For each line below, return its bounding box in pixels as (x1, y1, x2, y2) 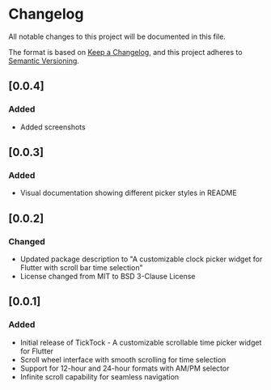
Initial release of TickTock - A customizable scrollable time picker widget (19, 337, 262, 347)
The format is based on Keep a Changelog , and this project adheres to (8, 47, 243, 57)
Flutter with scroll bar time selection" (19, 263, 143, 272)
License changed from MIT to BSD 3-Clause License (19, 272, 196, 281)
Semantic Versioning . (8, 56, 79, 66)
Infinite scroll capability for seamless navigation (19, 371, 180, 381)
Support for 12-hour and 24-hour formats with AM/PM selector (19, 363, 230, 373)
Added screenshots (19, 122, 87, 132)
